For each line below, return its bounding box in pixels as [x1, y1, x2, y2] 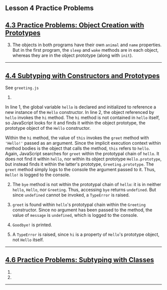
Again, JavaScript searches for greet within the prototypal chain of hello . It [5, 151, 160, 157]
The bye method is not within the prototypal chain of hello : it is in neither [12, 182, 162, 188]
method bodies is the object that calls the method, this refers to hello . [5, 145, 150, 151]
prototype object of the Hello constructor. [5, 125, 91, 131]
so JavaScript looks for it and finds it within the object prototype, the [5, 120, 146, 126]
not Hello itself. [12, 237, 44, 243]
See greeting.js [5, 85, 39, 91]
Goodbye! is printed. [12, 222, 52, 228]
